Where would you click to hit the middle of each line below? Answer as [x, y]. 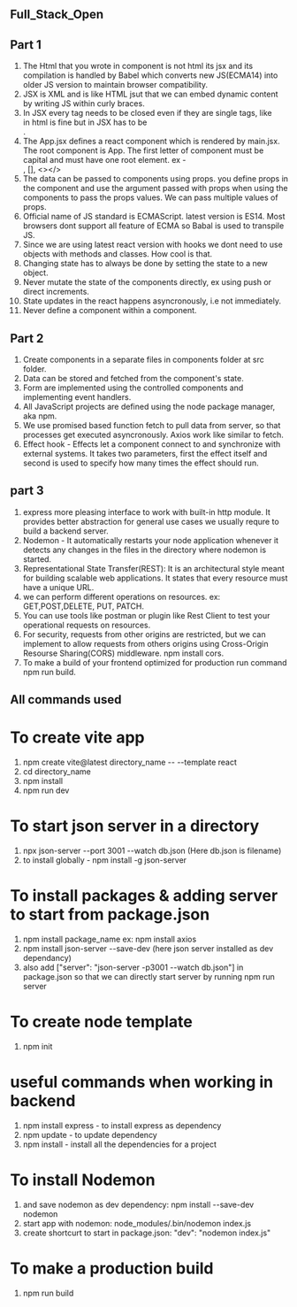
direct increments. [56, 292]
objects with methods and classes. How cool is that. [118, 254]
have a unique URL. [58, 587]
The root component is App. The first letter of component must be [143, 150]
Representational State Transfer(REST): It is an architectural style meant [154, 568]
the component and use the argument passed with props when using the [155, 188]
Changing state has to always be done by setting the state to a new [145, 264]
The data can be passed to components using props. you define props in [156, 179]
